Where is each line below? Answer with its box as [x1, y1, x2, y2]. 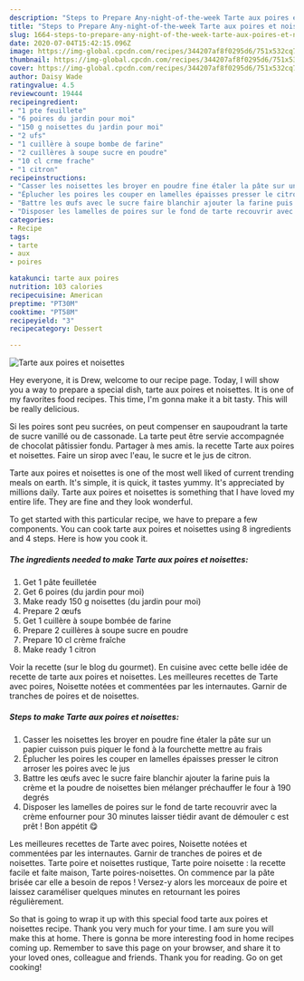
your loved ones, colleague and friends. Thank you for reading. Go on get [9, 952, 283, 963]
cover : [9, 64, 34, 73]
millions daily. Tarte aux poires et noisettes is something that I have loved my [9, 486, 295, 498]
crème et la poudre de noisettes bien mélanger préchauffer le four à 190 [22, 783, 291, 793]
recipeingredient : [9, 97, 79, 107]
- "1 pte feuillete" [9, 106, 88, 115]
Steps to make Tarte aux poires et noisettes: [9, 711, 179, 722]
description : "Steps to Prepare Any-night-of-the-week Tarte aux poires [9, 13, 290, 23]
